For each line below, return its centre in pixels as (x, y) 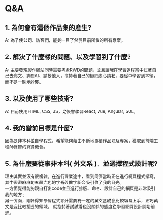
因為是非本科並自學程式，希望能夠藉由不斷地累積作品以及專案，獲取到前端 (79, 141)
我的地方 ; (15, 195)
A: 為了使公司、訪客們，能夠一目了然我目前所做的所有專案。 (65, 40)
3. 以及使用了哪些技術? (39, 99)
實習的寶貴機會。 (30, 147)
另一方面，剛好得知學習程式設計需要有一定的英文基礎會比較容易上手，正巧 (79, 201)
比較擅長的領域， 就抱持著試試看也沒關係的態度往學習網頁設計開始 (84, 207)
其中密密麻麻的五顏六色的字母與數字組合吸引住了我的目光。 (65, 183)
